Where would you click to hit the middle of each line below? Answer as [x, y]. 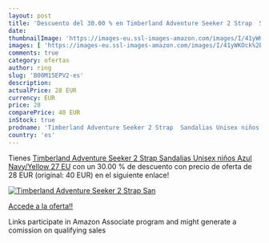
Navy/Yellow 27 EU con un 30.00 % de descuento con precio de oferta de [130, 166]
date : [17, 30]
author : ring [30, 68]
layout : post [30, 16]
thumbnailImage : [35, 38]
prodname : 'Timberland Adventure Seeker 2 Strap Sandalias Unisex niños [134, 128]
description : [30, 83]
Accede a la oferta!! [41, 206]
